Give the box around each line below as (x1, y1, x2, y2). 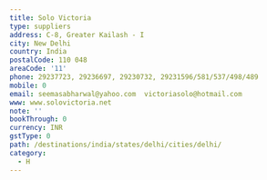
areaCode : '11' (9, 65, 67, 74)
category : (9, 148, 47, 157)
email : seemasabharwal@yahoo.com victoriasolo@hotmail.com (9, 89, 243, 98)
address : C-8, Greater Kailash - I (9, 30, 145, 39)
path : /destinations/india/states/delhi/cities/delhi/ (9, 140, 222, 149)
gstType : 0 (9, 132, 51, 141)
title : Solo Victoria (9, 13, 92, 23)
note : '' (9, 106, 43, 115)
